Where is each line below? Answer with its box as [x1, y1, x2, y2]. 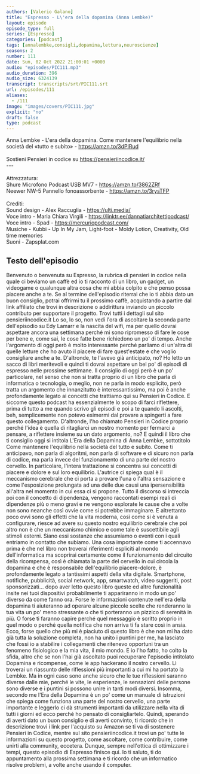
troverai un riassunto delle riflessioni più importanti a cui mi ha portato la [6, 666, 184, 673]
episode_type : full [6, 25, 55, 32]
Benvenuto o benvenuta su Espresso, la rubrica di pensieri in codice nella [6, 271, 187, 278]
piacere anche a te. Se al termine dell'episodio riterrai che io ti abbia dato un [6, 290, 194, 298]
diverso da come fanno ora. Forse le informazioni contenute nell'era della [6, 596, 186, 603]
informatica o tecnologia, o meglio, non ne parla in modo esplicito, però [6, 380, 181, 387]
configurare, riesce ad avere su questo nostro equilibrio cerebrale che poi [6, 519, 187, 527]
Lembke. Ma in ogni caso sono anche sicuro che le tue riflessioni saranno [6, 672, 187, 679]
